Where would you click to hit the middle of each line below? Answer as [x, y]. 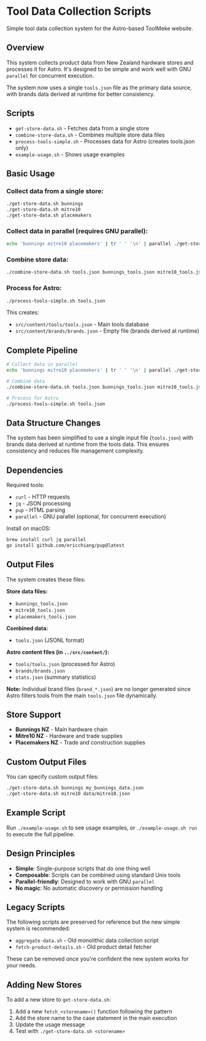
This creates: [23, 312]
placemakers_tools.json [46, 617]
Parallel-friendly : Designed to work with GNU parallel [85, 881]
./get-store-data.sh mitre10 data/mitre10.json [68, 794]
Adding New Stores [44, 985]
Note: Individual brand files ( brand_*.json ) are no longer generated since [99, 689]
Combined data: [27, 628]
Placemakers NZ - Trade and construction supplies [80, 743]
